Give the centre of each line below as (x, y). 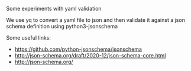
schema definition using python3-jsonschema (62, 26)
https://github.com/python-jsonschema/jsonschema (78, 49)
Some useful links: (29, 38)
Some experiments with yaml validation (54, 9)
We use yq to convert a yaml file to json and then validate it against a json (96, 20)
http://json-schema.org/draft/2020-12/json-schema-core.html (90, 55)
